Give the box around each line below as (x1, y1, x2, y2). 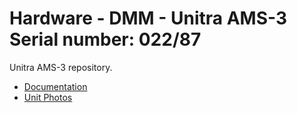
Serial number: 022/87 (9, 28, 202, 51)
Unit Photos (23, 91, 73, 103)
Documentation (23, 80, 88, 92)
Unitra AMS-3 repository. (9, 61, 113, 73)
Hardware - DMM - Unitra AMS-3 (9, 7, 288, 30)
